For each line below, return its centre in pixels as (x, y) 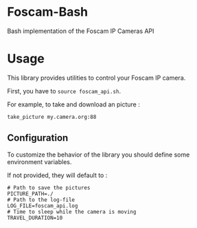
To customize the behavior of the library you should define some (98, 155)
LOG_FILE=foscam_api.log (43, 206)
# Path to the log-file (41, 200)
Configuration (38, 138)
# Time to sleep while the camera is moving (72, 212)
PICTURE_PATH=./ (30, 194)
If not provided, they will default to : (57, 175)
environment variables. (39, 161)
